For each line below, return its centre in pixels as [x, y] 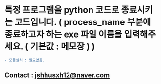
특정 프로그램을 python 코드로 [62, 10]
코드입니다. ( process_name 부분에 [83, 22]
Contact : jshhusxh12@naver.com [57, 75]
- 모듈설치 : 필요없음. [25, 60]
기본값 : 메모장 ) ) [63, 47]
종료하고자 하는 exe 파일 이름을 [64, 34]
